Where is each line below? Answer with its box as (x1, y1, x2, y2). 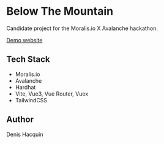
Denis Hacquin (6, 131, 44, 138)
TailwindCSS (15, 96, 48, 104)
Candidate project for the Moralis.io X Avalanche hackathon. (6, 25, 158, 32)
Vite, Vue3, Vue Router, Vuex (15, 90, 89, 97)
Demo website (6, 36, 43, 44)
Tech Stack (6, 54, 50, 65)
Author (6, 115, 34, 125)
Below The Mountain (6, 4, 114, 18)
